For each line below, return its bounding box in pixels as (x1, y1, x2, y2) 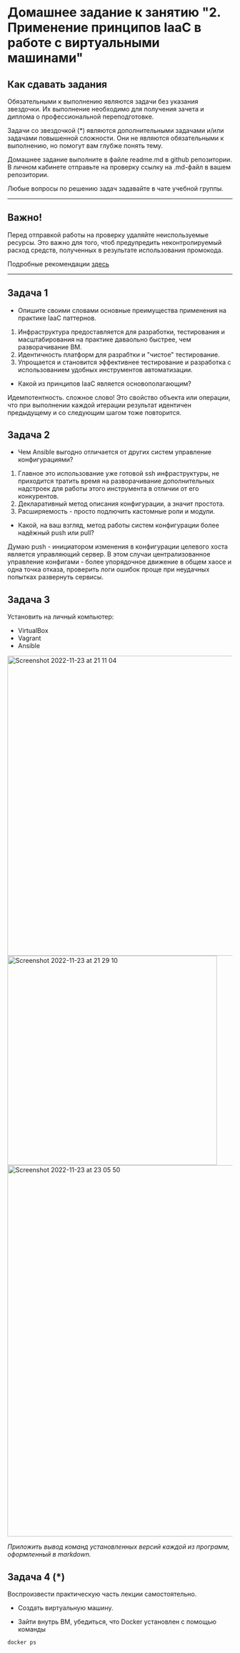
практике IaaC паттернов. (17, 314, 96, 322)
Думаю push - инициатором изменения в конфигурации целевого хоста (7, 542, 229, 551)
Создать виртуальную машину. (17, 1604, 114, 1612)
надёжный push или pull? (17, 529, 95, 537)
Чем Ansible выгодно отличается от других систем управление (17, 448, 212, 456)
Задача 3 (7, 594, 51, 606)
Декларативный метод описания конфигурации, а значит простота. (17, 499, 225, 508)
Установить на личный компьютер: (7, 612, 114, 621)
